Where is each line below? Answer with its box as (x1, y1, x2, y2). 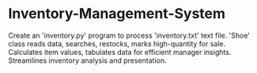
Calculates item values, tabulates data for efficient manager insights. (8, 47, 232, 57)
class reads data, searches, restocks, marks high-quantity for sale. (8, 38, 226, 48)
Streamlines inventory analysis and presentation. (8, 56, 168, 65)
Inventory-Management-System (8, 5, 226, 23)
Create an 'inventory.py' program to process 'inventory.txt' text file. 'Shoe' (8, 31, 251, 40)
